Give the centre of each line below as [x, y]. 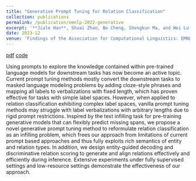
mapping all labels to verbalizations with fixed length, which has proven [92, 91]
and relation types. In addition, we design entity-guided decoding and [90, 147]
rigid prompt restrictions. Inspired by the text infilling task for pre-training [94, 116]
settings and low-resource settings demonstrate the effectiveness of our [93, 166]
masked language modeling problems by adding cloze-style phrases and [94, 85]
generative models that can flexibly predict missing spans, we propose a [93, 122]
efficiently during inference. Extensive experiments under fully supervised [95, 159]
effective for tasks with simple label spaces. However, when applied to [91, 98]
